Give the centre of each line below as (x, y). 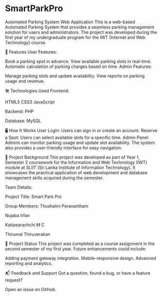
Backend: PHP (19, 111)
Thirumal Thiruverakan (28, 234)
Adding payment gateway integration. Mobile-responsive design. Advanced (81, 258)
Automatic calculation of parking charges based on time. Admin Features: (79, 66)
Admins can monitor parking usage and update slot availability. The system (80, 142)
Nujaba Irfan (17, 215)
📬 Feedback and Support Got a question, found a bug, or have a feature (78, 273)
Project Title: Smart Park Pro (33, 197)
